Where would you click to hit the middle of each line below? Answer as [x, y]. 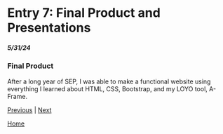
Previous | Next [29, 109]
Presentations [49, 28]
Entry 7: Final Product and [84, 13]
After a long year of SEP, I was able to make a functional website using [109, 81]
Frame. [18, 96]
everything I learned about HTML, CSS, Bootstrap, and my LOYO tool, [108, 88]
